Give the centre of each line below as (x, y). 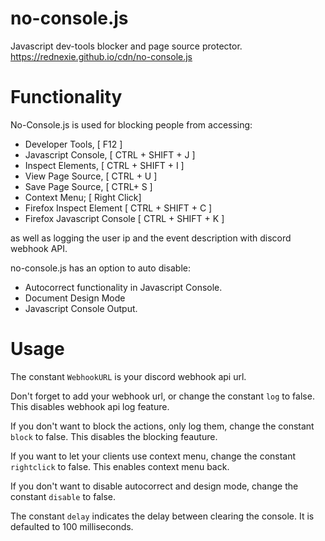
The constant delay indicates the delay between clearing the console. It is (162, 516)
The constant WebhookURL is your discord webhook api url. (128, 376)
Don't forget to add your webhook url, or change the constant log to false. (162, 396)
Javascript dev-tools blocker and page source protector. (126, 46)
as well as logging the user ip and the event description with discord (151, 238)
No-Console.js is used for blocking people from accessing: (131, 124)
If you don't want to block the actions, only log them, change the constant (162, 426)
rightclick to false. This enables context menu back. (120, 466)
